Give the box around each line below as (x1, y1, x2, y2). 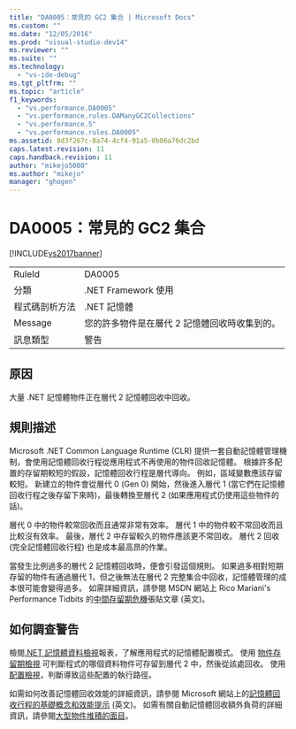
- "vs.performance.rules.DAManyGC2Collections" (17, 111, 196, 120)
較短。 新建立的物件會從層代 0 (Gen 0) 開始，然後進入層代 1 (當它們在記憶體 (9, 479, 285, 489)
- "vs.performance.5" (17, 120, 97, 129)
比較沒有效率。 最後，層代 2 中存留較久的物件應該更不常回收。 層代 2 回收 (9, 530, 280, 541)
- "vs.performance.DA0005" (17, 104, 117, 112)
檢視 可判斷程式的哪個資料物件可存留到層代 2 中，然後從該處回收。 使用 (24, 658, 286, 669)
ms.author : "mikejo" (9, 169, 86, 178)
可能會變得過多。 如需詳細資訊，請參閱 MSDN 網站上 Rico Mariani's (24, 582, 271, 593)
